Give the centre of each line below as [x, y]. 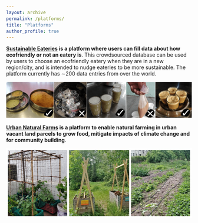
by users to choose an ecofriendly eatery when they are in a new [85, 61]
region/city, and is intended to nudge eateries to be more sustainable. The [96, 67]
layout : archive [26, 12]
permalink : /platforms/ [35, 19]
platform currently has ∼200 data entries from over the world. [81, 74]
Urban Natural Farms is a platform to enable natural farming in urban [91, 127]
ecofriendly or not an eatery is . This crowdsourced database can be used [96, 55]
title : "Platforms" [30, 25]
